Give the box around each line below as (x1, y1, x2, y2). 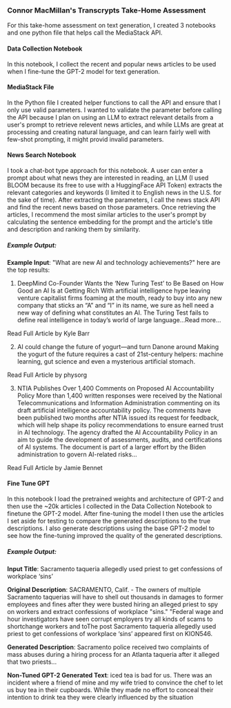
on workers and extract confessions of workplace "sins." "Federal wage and (7, 608, 224, 616)
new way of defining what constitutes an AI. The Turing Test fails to (17, 308, 209, 317)
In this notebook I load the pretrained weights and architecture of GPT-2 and (7, 495, 224, 503)
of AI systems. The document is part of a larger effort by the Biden (17, 442, 206, 451)
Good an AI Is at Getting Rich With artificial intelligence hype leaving (17, 286, 211, 295)
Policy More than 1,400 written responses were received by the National (17, 391, 223, 400)
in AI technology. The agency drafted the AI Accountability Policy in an (17, 428, 218, 436)
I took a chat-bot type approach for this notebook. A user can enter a (7, 166, 203, 174)
